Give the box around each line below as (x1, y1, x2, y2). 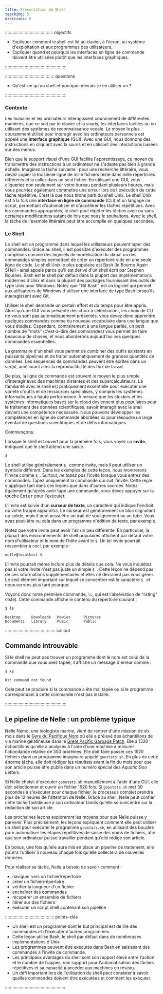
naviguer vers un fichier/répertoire (12, 874, 81, 880)
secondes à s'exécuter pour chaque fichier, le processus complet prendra (5, 789, 153, 795)
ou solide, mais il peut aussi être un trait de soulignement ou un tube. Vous (5, 512, 155, 519)
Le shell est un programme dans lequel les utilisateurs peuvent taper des (5, 241, 151, 247)
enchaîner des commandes (12, 889, 67, 895)
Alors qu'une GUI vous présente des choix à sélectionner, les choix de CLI (5, 307, 154, 313)
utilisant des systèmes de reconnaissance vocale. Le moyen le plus (5, 126, 140, 131)
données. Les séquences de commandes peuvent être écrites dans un (5, 358, 146, 364)
